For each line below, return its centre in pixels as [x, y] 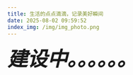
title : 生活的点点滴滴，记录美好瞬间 [56, 14]
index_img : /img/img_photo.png [53, 27]
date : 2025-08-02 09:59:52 [47, 21]
